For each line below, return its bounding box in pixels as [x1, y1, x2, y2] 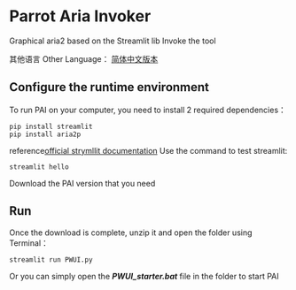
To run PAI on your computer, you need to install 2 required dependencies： [9, 104, 286, 115]
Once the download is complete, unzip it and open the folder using [9, 227, 253, 238]
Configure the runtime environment [9, 80, 210, 95]
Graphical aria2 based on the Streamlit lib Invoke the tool [9, 35, 216, 46]
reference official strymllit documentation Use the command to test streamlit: [9, 145, 288, 156]
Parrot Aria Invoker [9, 6, 152, 27]
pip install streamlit [9, 122, 93, 131]
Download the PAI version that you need [9, 178, 156, 188]
